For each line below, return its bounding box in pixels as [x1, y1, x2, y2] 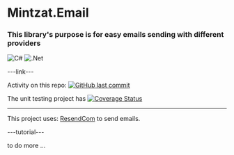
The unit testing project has [7, 95, 86, 103]
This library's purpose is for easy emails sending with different [7, 30, 224, 40]
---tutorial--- [7, 128, 45, 136]
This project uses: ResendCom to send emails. [7, 115, 141, 123]
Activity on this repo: [7, 81, 67, 90]
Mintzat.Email [7, 5, 89, 21]
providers [7, 38, 41, 48]
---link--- [7, 67, 34, 76]
